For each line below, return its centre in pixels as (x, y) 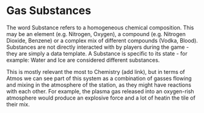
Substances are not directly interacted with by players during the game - (98, 47)
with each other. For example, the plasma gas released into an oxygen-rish (100, 91)
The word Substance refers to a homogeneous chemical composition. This (100, 27)
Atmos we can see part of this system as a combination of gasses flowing (99, 78)
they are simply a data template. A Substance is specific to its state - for (97, 53)
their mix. (18, 104)
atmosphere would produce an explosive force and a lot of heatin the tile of (101, 98)
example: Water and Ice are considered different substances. (83, 60)
